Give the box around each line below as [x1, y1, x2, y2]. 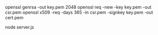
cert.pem [5, 15, 24, 20]
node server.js [5, 24, 34, 30]
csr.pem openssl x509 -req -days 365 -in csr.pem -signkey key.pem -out [5, 9, 154, 15]
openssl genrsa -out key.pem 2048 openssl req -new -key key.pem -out [5, 4, 152, 10]
